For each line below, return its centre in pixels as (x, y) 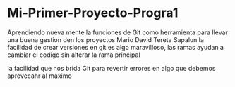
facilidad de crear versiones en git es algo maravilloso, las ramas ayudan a (116, 47)
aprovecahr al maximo (40, 76)
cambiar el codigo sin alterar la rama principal (74, 55)
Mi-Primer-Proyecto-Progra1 (93, 13)
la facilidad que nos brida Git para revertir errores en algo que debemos (112, 68)
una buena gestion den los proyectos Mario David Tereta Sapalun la (106, 39)
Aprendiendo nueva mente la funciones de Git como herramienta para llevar (117, 32)
